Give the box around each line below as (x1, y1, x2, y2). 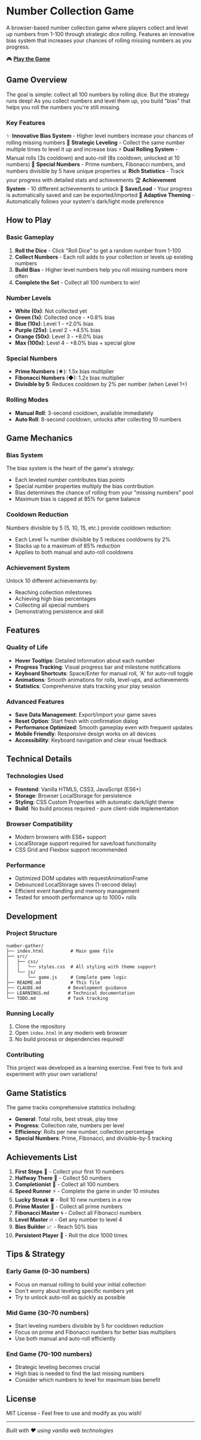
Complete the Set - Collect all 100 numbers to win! (14, 279, 141, 286)
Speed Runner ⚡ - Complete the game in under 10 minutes (14, 1187, 160, 1195)
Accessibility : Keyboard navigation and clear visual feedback (14, 737, 167, 744)
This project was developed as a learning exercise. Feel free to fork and (6, 1064, 183, 1071)
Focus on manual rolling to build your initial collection (14, 1280, 146, 1288)
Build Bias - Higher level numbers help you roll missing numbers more (14, 266, 188, 273)
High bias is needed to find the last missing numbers (14, 1370, 145, 1377)
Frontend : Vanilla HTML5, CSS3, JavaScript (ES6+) (14, 785, 142, 793)
